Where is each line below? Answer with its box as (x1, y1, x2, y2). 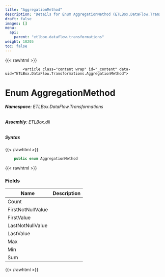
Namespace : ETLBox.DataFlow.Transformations (5, 104, 104, 110)
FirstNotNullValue (7, 206, 48, 213)
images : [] (5, 21, 27, 26)
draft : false (5, 16, 32, 21)
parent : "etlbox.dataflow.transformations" (14, 35, 105, 40)
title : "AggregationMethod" (5, 7, 63, 12)
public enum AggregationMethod (14, 156, 78, 161)
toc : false (5, 44, 27, 49)
